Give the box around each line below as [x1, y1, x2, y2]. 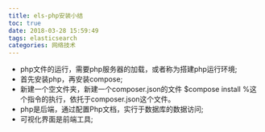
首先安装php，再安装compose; [19, 74, 123, 84]
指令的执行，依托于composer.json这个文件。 [27, 94, 176, 104]
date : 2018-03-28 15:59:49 [8, 26, 99, 34]
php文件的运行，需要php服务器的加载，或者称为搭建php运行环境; [19, 65, 238, 74]
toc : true [8, 19, 42, 27]
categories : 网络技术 [8, 42, 77, 50]
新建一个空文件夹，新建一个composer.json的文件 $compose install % [19, 85, 250, 94]
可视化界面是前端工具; [19, 114, 94, 124]
